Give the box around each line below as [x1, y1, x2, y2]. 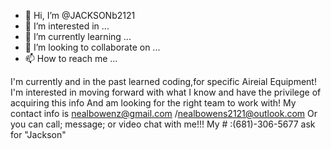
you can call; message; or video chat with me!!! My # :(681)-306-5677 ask [10, 118, 316, 130]
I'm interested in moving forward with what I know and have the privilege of [10, 86, 322, 98]
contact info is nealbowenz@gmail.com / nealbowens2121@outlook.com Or [10, 108, 318, 119]
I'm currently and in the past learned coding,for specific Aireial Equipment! [10, 76, 317, 87]
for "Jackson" [10, 129, 67, 140]
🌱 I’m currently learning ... [24, 31, 132, 42]
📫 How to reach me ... [24, 53, 118, 64]
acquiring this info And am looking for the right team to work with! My [10, 97, 297, 109]
